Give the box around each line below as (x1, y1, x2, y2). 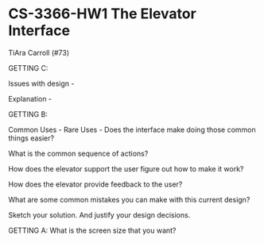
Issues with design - (8, 79, 75, 88)
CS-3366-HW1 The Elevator (8, 5, 196, 23)
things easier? (8, 133, 54, 143)
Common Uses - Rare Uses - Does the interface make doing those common (8, 125, 256, 134)
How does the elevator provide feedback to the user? (8, 179, 183, 189)
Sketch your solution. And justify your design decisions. (8, 210, 191, 219)
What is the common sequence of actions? (8, 148, 149, 158)
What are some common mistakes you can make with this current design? (8, 195, 250, 204)
